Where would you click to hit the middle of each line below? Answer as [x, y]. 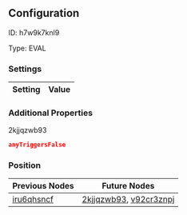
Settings [25, 69]
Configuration [44, 13]
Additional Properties [51, 113]
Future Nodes [128, 186]
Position [25, 165]
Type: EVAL [27, 48]
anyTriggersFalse [37, 145]
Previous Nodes [43, 186]
